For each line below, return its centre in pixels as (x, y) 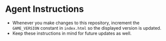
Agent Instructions (45, 9)
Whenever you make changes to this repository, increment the (76, 23)
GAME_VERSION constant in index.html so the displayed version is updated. (87, 28)
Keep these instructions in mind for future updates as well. (72, 33)
